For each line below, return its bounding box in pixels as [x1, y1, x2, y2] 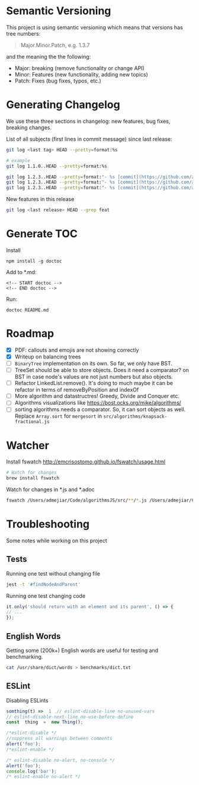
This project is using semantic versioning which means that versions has [6, 24, 184, 31]
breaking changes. [6, 123, 52, 131]
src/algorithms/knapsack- [103, 414, 168, 419]
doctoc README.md [6, 307, 49, 313]
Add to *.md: [6, 268, 37, 275]
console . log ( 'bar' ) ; [6, 768, 57, 774]
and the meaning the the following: [6, 53, 91, 60]
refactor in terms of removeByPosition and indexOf [14, 386, 139, 393]
